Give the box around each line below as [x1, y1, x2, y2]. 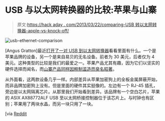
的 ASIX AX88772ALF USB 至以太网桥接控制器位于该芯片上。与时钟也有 [5, 95, 150, 100]
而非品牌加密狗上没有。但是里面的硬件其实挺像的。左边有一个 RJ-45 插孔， [5, 82, 158, 88]
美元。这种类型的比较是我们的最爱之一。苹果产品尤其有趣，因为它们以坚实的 [5, 60, 160, 66]
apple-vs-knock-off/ [27, 27, 69, 33]
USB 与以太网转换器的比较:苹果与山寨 [5, 4, 157, 16]
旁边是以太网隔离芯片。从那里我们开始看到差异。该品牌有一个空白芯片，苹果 [5, 89, 160, 95]
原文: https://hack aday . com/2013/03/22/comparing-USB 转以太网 [17, 22, 153, 27]
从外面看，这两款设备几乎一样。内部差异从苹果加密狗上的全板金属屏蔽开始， [5, 76, 160, 82]
